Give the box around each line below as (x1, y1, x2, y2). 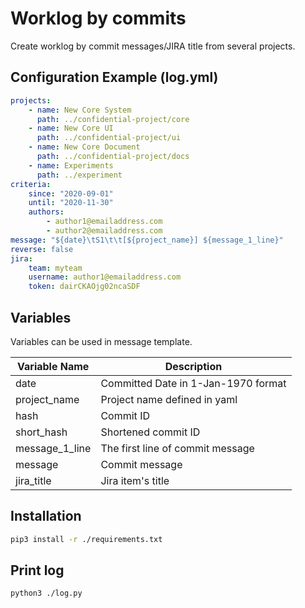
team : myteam (28, 263, 83, 273)
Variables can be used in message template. (10, 335, 193, 347)
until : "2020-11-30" (28, 198, 114, 208)
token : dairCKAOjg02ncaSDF (28, 282, 141, 292)
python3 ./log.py (10, 588, 83, 599)
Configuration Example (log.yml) (10, 69, 219, 86)
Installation (10, 508, 82, 525)
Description (164, 359, 223, 373)
